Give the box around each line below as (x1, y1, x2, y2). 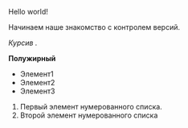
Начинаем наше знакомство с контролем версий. (8, 23, 181, 31)
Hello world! (8, 7, 48, 16)
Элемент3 (19, 86, 55, 96)
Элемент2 (19, 78, 55, 87)
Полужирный (8, 54, 56, 63)
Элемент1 (19, 69, 54, 79)
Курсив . (8, 38, 38, 47)
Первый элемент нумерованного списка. (19, 102, 162, 111)
